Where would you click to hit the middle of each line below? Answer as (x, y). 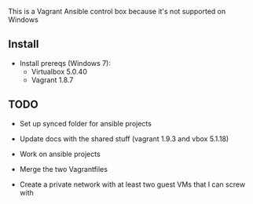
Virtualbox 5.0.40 (59, 71)
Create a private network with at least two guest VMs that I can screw (132, 184)
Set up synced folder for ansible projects (85, 123)
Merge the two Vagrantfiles (64, 169)
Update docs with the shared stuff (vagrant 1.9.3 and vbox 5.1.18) (124, 138)
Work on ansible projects (60, 154)
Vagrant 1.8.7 (52, 80)
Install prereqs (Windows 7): (65, 63)
